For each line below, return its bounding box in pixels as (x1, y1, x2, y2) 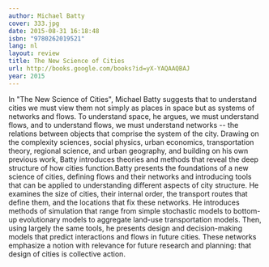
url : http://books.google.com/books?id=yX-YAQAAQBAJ (8, 65, 190, 73)
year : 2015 (8, 72, 45, 80)
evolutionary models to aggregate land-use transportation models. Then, (19, 214, 262, 224)
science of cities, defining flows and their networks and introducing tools (8, 172, 252, 181)
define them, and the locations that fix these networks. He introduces (8, 197, 241, 207)
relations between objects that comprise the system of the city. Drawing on (8, 129, 259, 138)
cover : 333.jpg (8, 19, 60, 28)
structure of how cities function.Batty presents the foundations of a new (8, 163, 249, 172)
